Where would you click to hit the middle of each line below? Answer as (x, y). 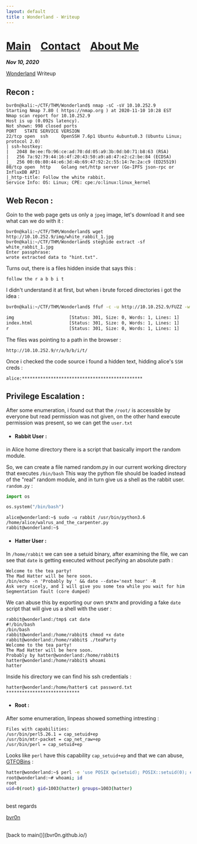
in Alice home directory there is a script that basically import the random (93, 449)
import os (18, 497)
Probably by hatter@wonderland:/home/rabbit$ (62, 655)
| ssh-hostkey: (25, 147)
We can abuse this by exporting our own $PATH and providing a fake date (94, 602)
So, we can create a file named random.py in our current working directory (96, 467)
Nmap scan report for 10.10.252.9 (48, 116)
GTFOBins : (20, 761)
